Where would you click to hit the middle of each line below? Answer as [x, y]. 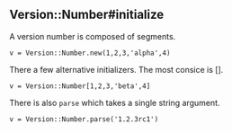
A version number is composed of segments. [93, 36]
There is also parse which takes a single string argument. [115, 102]
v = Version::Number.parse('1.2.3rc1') [84, 119]
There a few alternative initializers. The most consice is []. [116, 69]
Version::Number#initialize [87, 15]
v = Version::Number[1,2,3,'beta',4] [80, 86]
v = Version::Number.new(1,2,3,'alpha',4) [90, 53]
